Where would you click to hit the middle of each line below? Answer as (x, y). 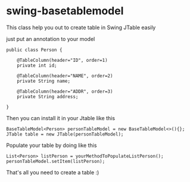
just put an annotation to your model (51, 39)
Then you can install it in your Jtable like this (60, 118)
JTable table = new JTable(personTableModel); (65, 134)
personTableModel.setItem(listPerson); (56, 161)
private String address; (48, 96)
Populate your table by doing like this (52, 145)
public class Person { (34, 50)
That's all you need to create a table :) (53, 172)
